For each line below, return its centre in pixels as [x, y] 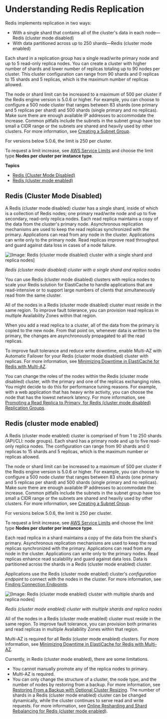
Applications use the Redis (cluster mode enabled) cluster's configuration [81, 574]
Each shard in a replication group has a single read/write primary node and [82, 58]
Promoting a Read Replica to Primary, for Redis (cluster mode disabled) [78, 402]
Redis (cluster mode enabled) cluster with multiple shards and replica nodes [83, 609]
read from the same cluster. [34, 295]
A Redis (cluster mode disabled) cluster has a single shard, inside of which [82, 208]
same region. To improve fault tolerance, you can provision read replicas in [82, 310]
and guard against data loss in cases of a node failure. [61, 245]
